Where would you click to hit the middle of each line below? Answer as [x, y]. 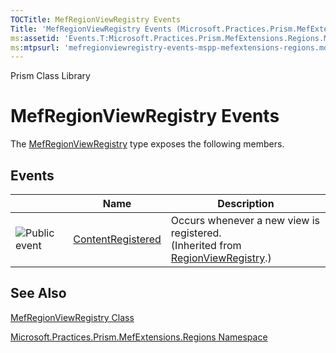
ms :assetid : [35, 38]
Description [246, 203]
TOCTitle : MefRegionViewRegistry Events [96, 19]
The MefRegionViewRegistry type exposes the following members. [147, 144]
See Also [38, 293]
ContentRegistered [117, 239]
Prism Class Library [50, 76]
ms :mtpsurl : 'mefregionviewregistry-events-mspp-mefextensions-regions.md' [171, 47]
